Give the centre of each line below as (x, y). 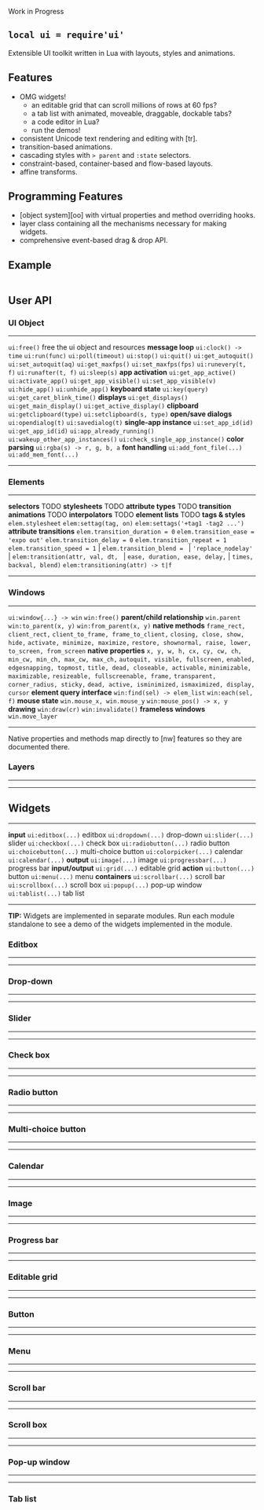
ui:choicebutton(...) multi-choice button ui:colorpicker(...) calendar (126, 851)
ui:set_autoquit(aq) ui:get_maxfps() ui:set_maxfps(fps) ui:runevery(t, (127, 365)
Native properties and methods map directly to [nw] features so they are (125, 739)
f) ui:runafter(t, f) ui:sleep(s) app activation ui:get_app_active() (122, 372)
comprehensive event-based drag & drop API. (93, 240)
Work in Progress (36, 11)
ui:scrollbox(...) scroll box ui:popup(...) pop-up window (105, 885)
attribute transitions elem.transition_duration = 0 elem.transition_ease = (131, 531)
